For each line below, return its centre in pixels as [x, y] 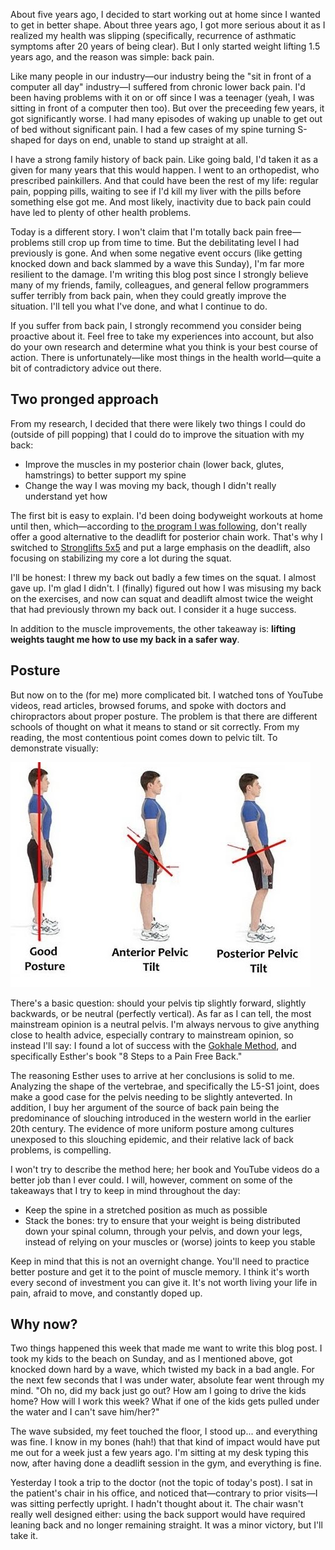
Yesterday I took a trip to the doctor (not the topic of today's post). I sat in [161, 1483]
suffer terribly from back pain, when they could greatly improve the [148, 295]
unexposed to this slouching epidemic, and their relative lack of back [152, 1139]
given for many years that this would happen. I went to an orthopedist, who [165, 170]
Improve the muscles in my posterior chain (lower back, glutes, [154, 464]
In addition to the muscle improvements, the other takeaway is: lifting [153, 628]
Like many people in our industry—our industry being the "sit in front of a [161, 76]
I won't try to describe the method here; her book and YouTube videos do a [165, 1169]
